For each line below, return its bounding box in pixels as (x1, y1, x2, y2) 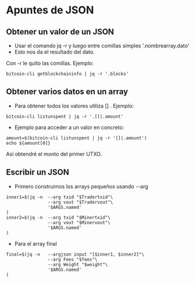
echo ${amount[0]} (6, 140, 51, 146)
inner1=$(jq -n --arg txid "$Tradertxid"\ (6, 194, 114, 200)
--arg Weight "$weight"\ (47, 261, 108, 267)
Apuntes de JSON (6, 4, 94, 17)
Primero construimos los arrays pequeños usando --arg (14, 183, 148, 190)
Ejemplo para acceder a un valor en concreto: (14, 124, 124, 131)
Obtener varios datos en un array (6, 87, 128, 97)
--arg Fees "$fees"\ (47, 256, 98, 263)
